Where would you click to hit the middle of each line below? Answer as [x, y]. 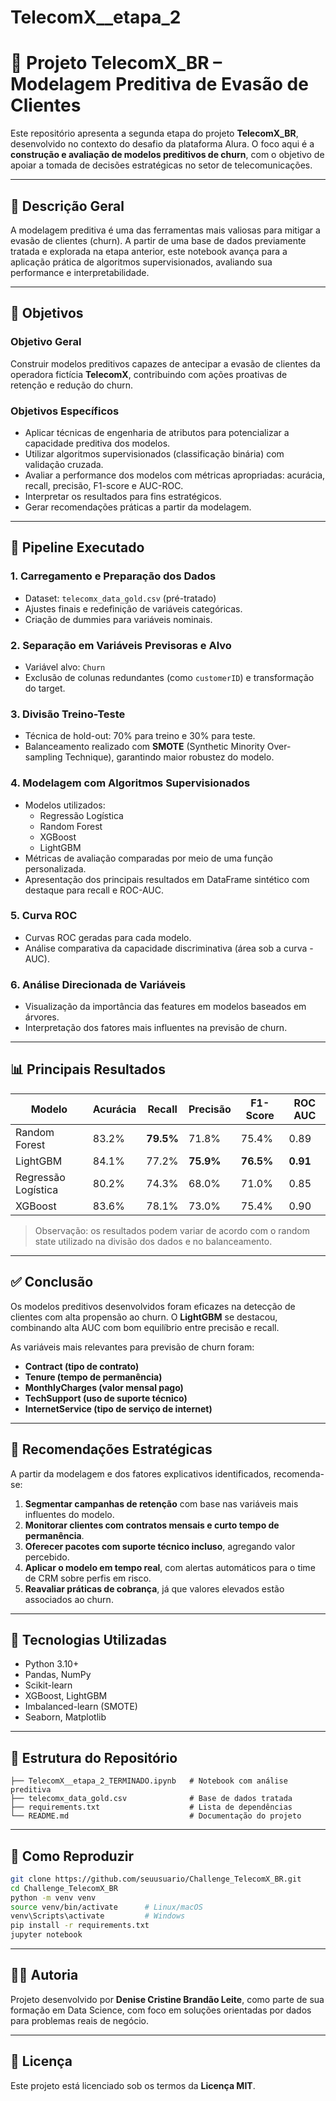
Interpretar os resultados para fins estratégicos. [123, 496]
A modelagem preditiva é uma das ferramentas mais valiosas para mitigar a [165, 230]
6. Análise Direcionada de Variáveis [98, 984]
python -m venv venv [53, 1897]
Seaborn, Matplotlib [65, 1717]
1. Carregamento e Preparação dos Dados [113, 576]
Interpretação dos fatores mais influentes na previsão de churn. [156, 1028]
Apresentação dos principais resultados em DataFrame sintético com [167, 879]
